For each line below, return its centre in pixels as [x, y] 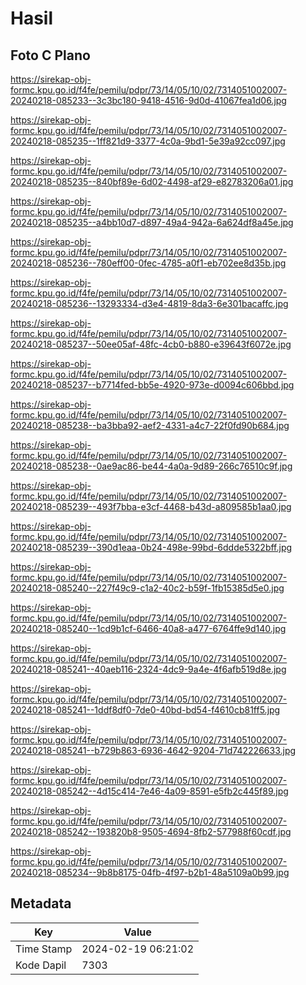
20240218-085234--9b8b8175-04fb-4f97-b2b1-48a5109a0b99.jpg [150, 872]
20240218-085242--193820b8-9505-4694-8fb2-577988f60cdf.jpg [151, 831]
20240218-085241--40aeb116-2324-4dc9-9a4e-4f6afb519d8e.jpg [148, 669]
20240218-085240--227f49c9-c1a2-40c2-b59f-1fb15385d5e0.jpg [147, 588]
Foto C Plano [50, 55]
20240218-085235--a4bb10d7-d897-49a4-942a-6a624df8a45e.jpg [152, 222]
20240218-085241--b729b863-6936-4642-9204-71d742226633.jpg [153, 750]
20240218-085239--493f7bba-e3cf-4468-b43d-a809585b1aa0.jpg [151, 506]
